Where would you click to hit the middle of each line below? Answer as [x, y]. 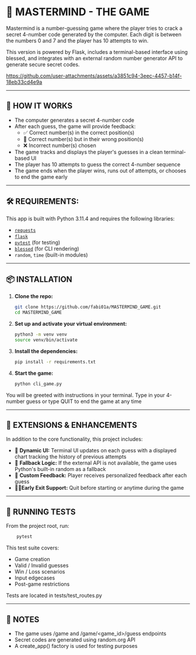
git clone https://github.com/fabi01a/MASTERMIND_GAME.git [88, 307]
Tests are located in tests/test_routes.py [54, 596]
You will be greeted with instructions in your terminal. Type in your [85, 395]
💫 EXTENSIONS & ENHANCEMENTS [72, 425]
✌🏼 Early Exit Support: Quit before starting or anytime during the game [99, 488]
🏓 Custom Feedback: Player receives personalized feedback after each [101, 475]
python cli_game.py [38, 384]
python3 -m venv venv [41, 335]
